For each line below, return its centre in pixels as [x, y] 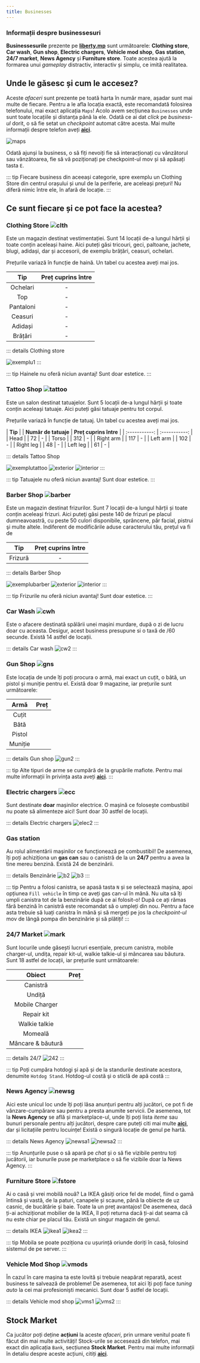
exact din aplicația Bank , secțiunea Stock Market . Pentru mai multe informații [100, 1347]
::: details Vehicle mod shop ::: [64, 1301]
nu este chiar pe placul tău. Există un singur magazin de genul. [83, 1220]
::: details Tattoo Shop [33, 456]
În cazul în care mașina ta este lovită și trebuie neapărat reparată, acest [94, 1277]
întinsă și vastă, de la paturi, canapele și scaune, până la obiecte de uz [93, 1201]
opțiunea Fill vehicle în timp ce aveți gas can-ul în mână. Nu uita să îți [94, 894]
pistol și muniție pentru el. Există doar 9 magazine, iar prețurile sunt [89, 683]
